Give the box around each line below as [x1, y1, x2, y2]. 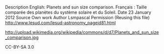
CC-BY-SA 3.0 [5, 44, 34, 50]
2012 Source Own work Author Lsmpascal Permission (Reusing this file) [5, 15, 150, 20]
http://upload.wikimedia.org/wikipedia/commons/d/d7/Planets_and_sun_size [5, 29, 159, 35]
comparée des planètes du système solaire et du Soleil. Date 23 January [5, 9, 152, 15]
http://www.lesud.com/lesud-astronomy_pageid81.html [5, 20, 116, 26]
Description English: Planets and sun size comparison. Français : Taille [5, 4, 147, 10]
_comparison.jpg [5, 34, 39, 40]
